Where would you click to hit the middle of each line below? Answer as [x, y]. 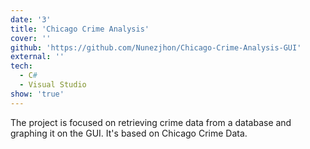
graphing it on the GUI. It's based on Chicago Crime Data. [129, 133]
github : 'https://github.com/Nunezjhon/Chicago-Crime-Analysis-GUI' [156, 47]
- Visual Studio [53, 85]
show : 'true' [37, 94]
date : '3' [31, 19]
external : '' [37, 57]
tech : [21, 66]
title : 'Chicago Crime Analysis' [80, 29]
